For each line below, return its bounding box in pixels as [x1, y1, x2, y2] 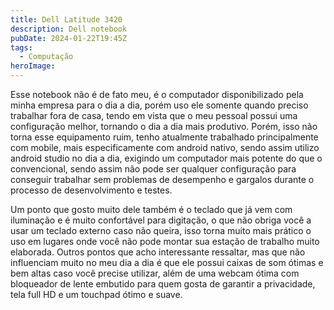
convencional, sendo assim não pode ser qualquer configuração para [10, 163, 297, 175]
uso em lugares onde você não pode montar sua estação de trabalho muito [10, 236, 320, 247]
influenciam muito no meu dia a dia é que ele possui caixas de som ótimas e [10, 257, 324, 268]
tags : [10, 42, 33, 53]
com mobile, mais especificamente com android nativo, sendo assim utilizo [10, 142, 320, 153]
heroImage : [10, 61, 56, 71]
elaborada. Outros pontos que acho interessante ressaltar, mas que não [10, 246, 306, 258]
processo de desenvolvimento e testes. [10, 184, 173, 196]
